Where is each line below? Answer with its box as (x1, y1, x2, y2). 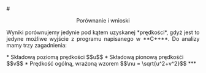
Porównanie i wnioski (76, 17, 130, 24)
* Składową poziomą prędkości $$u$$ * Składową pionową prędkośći (6, 54, 184, 60)
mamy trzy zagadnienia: (6, 42, 67, 49)
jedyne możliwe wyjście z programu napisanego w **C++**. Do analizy (6, 35, 200, 42)
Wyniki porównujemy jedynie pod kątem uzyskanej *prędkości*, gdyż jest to (6, 29, 200, 36)
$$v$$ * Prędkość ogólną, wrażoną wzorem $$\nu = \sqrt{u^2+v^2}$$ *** (6, 60, 197, 67)
